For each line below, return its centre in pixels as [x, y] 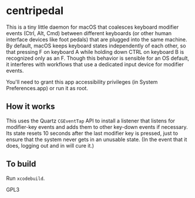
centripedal [35, 11]
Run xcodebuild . [26, 178]
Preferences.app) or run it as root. [47, 88]
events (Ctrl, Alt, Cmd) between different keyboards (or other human [89, 33]
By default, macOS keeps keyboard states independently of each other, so [96, 46]
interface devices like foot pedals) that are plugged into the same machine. [97, 39]
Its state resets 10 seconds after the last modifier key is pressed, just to [92, 133]
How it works [31, 107]
